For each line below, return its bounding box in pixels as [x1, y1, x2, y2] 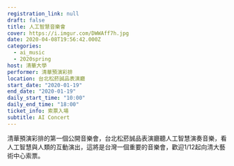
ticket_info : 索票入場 [7, 107, 69, 114]
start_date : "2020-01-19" [7, 82, 82, 89]
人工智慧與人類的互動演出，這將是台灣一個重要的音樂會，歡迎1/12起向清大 [7, 142, 219, 151]
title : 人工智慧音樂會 [7, 23, 66, 30]
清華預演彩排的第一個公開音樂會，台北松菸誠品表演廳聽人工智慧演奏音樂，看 [7, 134, 227, 142]
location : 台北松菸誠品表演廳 [7, 75, 86, 82]
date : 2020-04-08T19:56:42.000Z [7, 36, 101, 43]
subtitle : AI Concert [7, 114, 70, 121]
